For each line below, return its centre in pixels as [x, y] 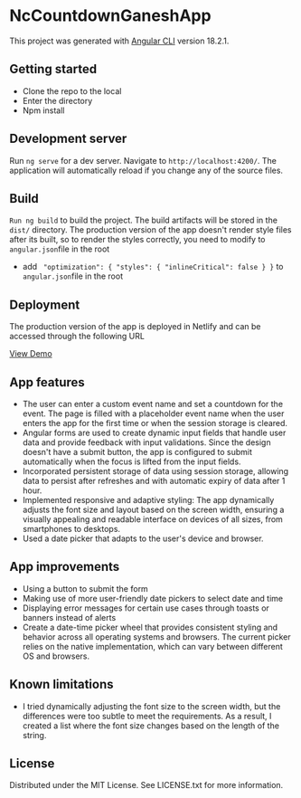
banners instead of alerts [69, 617]
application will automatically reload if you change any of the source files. [146, 170]
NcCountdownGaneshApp [110, 16]
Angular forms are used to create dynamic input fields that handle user [154, 432]
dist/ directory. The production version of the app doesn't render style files [150, 230]
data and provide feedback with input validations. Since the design [146, 442]
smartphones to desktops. [71, 529]
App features [47, 382]
